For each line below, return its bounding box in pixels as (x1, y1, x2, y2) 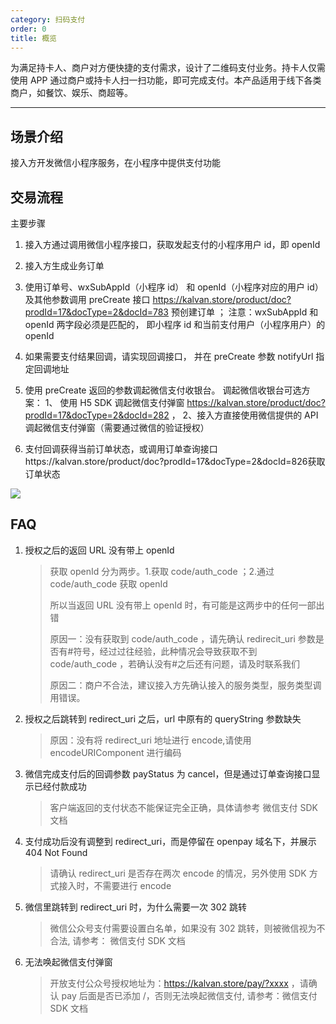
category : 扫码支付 (10, 14, 86, 25)
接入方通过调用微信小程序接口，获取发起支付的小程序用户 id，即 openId (24, 239, 321, 250)
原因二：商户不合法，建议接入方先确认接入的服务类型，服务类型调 (49, 679, 322, 691)
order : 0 (10, 24, 47, 34)
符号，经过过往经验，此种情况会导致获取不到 (73, 645, 258, 657)
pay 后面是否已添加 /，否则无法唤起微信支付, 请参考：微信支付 (61, 989, 318, 1001)
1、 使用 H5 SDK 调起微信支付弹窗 (44, 397, 185, 408)
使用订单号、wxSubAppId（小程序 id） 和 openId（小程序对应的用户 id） (24, 281, 324, 293)
